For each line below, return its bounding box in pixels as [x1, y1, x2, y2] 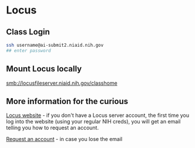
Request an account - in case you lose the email [6, 136, 123, 143]
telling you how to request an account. [6, 124, 99, 132]
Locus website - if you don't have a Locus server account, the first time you [6, 112, 190, 119]
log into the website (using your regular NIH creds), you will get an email [6, 118, 181, 125]
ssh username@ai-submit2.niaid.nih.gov [6, 42, 104, 48]
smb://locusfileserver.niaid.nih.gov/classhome [6, 80, 117, 87]
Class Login [6, 27, 50, 37]
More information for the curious [6, 96, 128, 106]
